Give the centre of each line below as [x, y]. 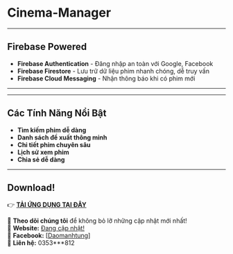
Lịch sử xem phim [43, 152]
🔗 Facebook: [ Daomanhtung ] [49, 236]
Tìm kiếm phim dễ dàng [52, 130]
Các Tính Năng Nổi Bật [57, 113]
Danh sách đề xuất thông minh [62, 137]
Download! [31, 188]
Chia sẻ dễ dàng [41, 159]
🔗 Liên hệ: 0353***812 [41, 243]
